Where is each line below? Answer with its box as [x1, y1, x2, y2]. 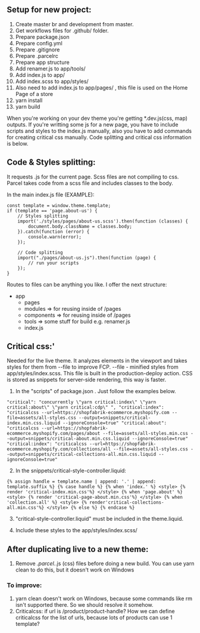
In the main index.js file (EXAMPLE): [7, 191, 95, 198]
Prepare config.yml [15, 39, 63, 47]
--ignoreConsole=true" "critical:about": [62, 420, 167, 426]
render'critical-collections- [89, 499, 164, 506]
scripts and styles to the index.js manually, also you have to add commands [7, 127, 192, 134]
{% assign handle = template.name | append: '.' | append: [7, 478, 157, 485]
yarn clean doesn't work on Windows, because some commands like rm [15, 595, 193, 602]
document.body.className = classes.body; [28, 223, 133, 229]
